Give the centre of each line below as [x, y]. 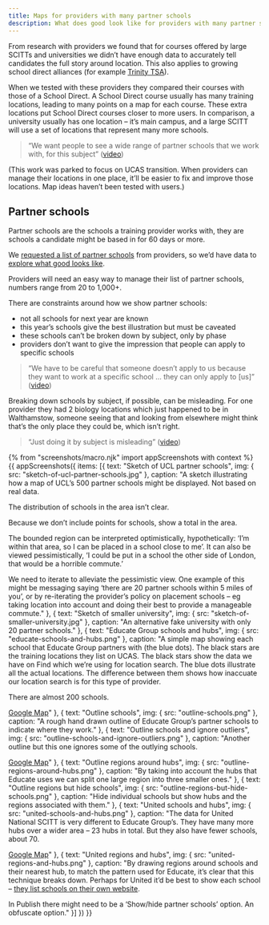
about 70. [24, 839]
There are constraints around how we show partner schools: [108, 303]
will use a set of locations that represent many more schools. [109, 130]
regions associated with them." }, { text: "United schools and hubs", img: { [130, 805]
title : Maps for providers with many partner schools [100, 16]
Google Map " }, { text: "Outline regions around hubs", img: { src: [114, 762]
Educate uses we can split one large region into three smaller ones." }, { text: [134, 780]
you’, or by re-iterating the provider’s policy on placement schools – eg [124, 596]
